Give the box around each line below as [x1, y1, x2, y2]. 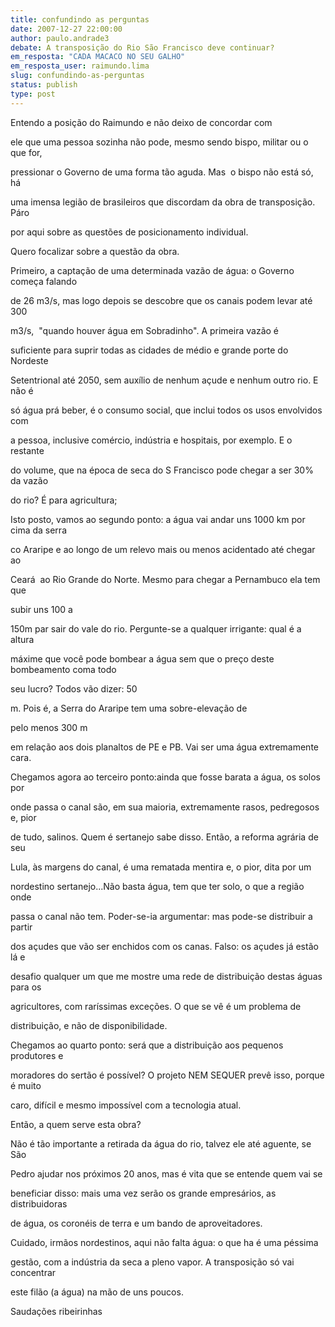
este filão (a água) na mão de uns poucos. [10, 1286, 184, 1298]
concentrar [10, 1266, 57, 1278]
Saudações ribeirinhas [10, 1305, 103, 1317]
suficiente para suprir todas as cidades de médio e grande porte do [10, 344, 289, 356]
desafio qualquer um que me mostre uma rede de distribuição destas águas [10, 970, 323, 982]
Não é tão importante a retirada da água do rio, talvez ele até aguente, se [10, 1137, 312, 1150]
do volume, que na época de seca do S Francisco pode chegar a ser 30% [10, 464, 314, 476]
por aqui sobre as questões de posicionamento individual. [10, 226, 249, 238]
